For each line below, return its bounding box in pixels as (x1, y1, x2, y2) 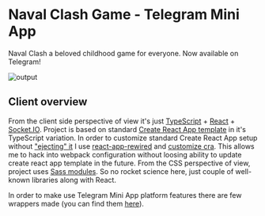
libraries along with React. (31, 175, 117, 184)
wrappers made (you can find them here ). (8, 199, 145, 208)
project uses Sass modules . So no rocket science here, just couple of (8, 166, 234, 176)
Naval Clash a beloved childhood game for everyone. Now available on (8, 48, 239, 58)
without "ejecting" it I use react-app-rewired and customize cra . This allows (8, 141, 255, 151)
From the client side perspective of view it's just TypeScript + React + (8, 116, 236, 126)
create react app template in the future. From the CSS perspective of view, (8, 158, 251, 168)
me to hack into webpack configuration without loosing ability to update (8, 150, 242, 159)
